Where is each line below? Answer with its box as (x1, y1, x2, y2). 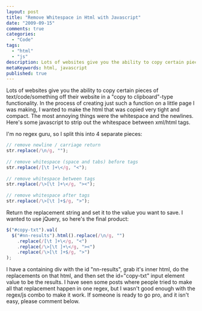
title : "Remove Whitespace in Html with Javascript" (6, 14, 141, 20)
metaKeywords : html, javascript (6, 64, 87, 71)
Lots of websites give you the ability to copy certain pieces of (6, 87, 159, 94)
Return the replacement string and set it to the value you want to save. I (6, 209, 183, 216)
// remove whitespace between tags (6, 176, 96, 182)
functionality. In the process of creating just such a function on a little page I (6, 100, 195, 107)
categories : (6, 31, 36, 37)
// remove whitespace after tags (6, 192, 90, 199)
